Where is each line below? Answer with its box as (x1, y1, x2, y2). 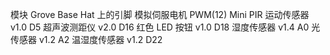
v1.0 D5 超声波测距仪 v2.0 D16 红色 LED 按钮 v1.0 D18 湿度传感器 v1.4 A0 (10, 21, 310, 33)
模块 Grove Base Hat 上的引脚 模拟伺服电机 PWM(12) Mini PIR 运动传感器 (10, 9, 310, 20)
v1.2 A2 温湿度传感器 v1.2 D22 (38, 34, 163, 45)
